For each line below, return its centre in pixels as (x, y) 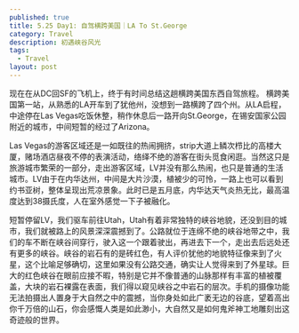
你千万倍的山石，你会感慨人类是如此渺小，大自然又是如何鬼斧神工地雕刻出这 (149, 308)
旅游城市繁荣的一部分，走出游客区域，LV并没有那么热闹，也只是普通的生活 (146, 167)
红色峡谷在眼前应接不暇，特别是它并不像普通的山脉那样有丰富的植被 (149, 275)
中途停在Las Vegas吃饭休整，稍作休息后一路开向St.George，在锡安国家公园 (148, 115)
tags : (19, 51)
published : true (39, 17)
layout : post (33, 67)
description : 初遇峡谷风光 (55, 42)
